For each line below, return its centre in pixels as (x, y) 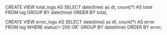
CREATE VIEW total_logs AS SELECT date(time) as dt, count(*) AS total (79, 7)
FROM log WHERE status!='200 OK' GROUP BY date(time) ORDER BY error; (84, 27)
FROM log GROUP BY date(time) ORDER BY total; (56, 12)
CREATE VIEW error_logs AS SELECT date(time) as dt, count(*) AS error (80, 22)
